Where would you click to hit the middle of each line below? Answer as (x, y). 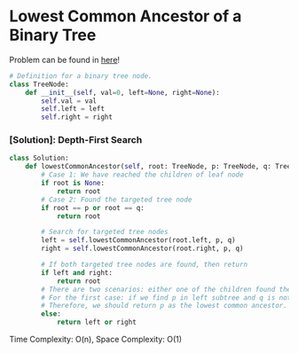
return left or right (97, 322)
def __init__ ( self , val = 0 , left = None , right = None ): (122, 92)
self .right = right (77, 117)
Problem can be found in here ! (65, 59)
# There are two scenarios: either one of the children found (158, 289)
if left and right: (77, 272)
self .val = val (69, 101)
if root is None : (73, 184)
